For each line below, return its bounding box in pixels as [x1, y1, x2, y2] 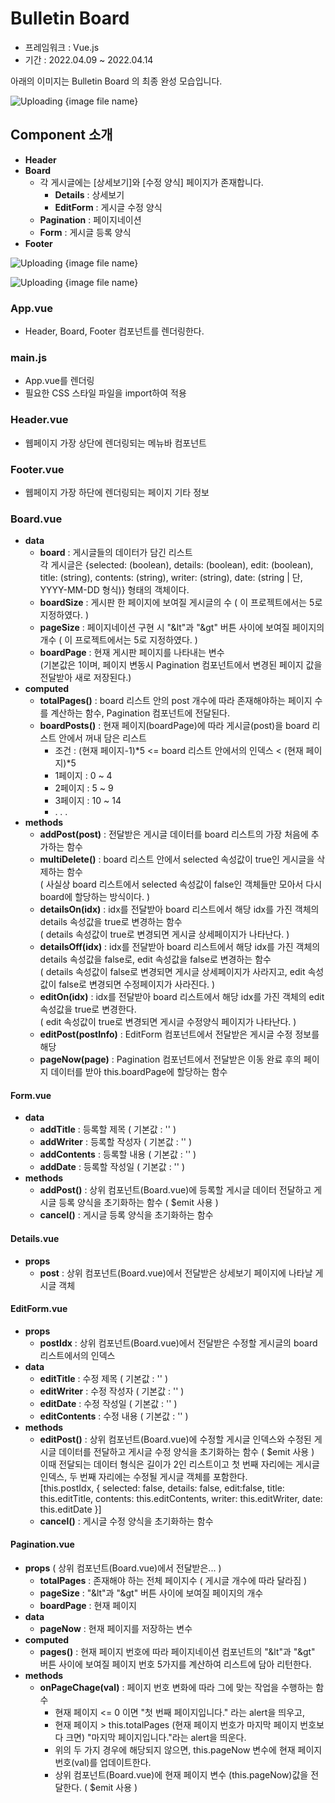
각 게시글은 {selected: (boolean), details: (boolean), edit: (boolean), [39, 559, 314, 571]
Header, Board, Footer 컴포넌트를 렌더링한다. [24, 325, 205, 337]
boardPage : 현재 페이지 [39, 1600, 137, 1612]
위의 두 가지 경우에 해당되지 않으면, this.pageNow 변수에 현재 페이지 [54, 1744, 323, 1756]
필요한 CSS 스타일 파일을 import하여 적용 [24, 387, 187, 399]
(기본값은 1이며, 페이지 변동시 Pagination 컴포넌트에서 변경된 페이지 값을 [39, 659, 323, 671]
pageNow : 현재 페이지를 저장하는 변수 [39, 1623, 193, 1635]
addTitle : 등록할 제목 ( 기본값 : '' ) [39, 1123, 177, 1136]
